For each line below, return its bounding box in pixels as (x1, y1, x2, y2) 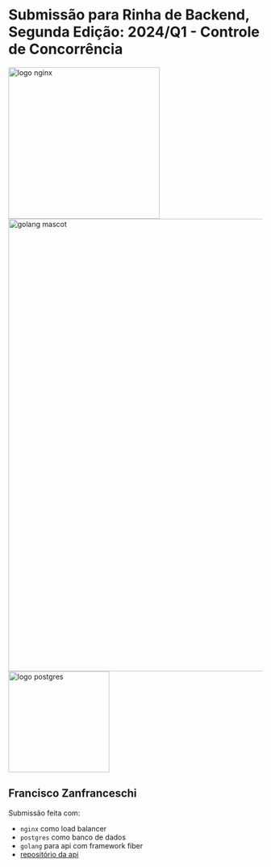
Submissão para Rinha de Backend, (8, 6, 250, 24)
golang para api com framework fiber (19, 840, 144, 850)
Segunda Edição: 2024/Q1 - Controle (8, 23, 260, 41)
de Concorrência (8, 40, 123, 58)
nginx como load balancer (19, 823, 107, 833)
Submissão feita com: (8, 808, 81, 818)
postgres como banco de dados (19, 832, 127, 842)
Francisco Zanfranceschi (8, 786, 137, 801)
